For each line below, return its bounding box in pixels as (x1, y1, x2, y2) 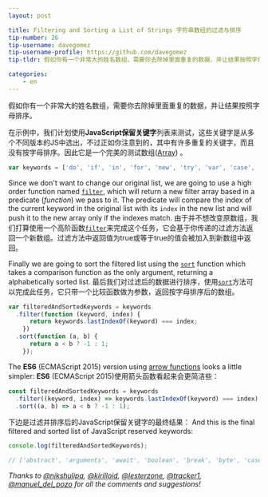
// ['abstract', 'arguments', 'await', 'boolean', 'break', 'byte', (8, 456, 241, 464)
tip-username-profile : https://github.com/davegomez (8, 49, 187, 57)
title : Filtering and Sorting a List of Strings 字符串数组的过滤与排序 (8, 26, 242, 34)
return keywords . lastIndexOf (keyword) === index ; (29, 317, 198, 326)
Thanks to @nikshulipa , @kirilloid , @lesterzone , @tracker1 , (8, 471, 202, 480)
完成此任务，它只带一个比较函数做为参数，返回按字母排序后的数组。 (14, 287, 239, 296)
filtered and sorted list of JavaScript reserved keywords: (8, 427, 194, 436)
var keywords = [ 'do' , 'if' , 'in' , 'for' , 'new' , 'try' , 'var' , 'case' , (8, 163, 255, 172)
